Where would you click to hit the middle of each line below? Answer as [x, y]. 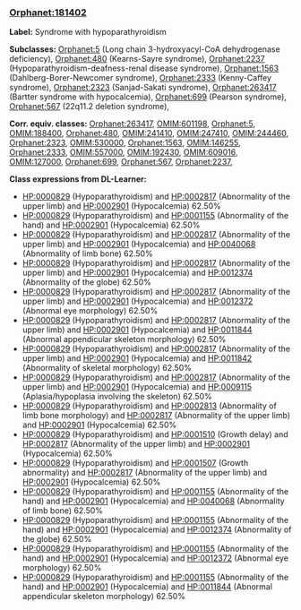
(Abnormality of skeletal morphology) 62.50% [107, 368]
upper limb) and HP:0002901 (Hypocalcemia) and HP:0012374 [138, 273]
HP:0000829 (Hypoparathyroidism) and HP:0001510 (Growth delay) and [155, 434]
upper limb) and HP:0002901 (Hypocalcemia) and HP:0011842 [137, 358]
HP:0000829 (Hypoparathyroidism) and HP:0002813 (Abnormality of [150, 406]
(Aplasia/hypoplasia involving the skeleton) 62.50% [117, 397]
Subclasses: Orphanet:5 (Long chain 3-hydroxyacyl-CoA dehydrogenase [145, 49]
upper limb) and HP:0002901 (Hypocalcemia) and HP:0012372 [138, 301]
